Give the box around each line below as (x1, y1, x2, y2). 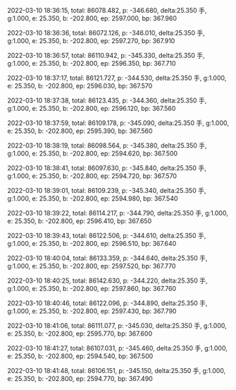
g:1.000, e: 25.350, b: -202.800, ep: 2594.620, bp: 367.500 (7, 149, 178, 158)
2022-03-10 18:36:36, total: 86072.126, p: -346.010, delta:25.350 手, (7, 29, 206, 37)
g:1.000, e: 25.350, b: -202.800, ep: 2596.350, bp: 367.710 (7, 59, 176, 67)
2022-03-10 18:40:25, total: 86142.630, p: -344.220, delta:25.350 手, (7, 276, 208, 285)
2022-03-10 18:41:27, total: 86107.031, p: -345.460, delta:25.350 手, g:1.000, (7, 344, 228, 352)
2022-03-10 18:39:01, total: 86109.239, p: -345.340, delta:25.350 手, (7, 187, 206, 194)
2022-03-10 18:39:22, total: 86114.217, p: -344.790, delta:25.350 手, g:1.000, (7, 209, 229, 217)
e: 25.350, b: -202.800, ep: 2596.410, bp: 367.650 (7, 217, 152, 225)
